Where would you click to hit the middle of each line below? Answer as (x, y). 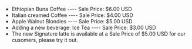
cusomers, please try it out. (45, 40)
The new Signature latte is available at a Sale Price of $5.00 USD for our (99, 34)
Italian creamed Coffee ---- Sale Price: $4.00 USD (72, 15)
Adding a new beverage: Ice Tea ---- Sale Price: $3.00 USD (84, 27)
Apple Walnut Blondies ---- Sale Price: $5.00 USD (72, 21)
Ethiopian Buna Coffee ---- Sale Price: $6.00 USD (72, 9)
